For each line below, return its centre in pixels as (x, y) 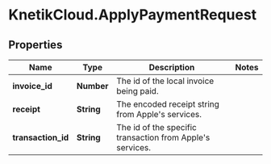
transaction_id (41, 137)
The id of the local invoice (165, 81)
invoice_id (32, 86)
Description (172, 67)
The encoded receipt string (168, 104)
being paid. (138, 91)
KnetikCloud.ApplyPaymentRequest (133, 15)
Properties (35, 45)
